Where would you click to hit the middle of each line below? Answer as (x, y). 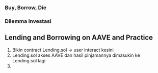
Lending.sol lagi (29, 60)
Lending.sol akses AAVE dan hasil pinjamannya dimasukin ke (76, 55)
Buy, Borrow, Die (26, 8)
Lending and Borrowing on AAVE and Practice (79, 38)
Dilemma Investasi (28, 21)
